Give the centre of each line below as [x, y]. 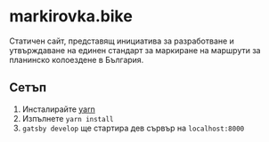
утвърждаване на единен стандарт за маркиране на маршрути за [135, 50]
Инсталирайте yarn [58, 109]
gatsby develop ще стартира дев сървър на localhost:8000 [133, 128]
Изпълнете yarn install [68, 118]
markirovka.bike [71, 16]
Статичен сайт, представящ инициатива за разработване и [122, 41]
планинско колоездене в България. [77, 59]
